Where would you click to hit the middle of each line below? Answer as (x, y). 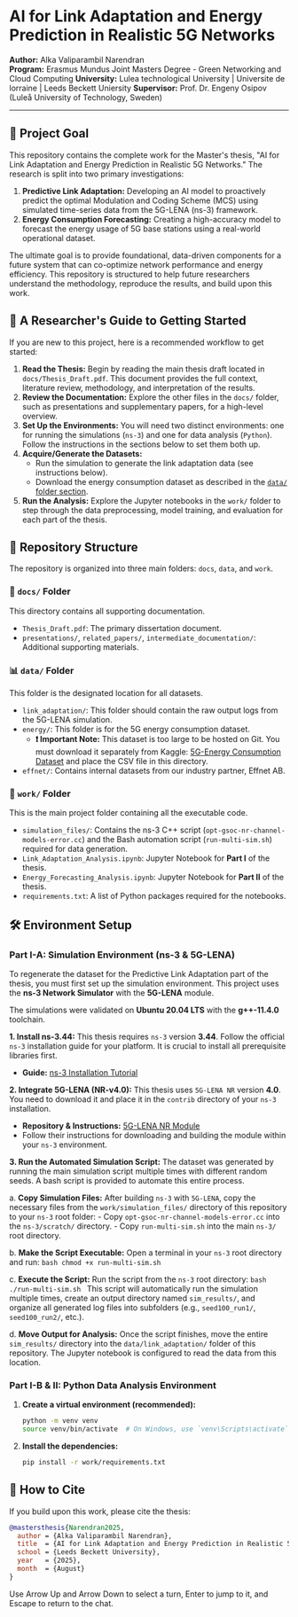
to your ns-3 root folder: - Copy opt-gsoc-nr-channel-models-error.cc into (145, 1216)
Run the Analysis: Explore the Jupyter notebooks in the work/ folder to (151, 500)
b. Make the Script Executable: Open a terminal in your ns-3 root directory (145, 1253)
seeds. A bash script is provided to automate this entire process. (127, 1180)
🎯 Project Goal (49, 133)
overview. (39, 416)
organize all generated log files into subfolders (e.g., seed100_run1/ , (133, 1307)
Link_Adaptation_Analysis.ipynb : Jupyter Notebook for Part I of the (146, 858)
